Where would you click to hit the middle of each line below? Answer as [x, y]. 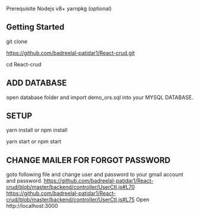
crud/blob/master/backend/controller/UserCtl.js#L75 [70, 200]
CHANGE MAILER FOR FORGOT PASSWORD [88, 160]
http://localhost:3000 [32, 206]
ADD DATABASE [37, 83]
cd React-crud [24, 64]
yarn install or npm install [37, 130]
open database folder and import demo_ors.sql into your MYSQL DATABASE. [100, 97]
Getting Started [35, 27]
